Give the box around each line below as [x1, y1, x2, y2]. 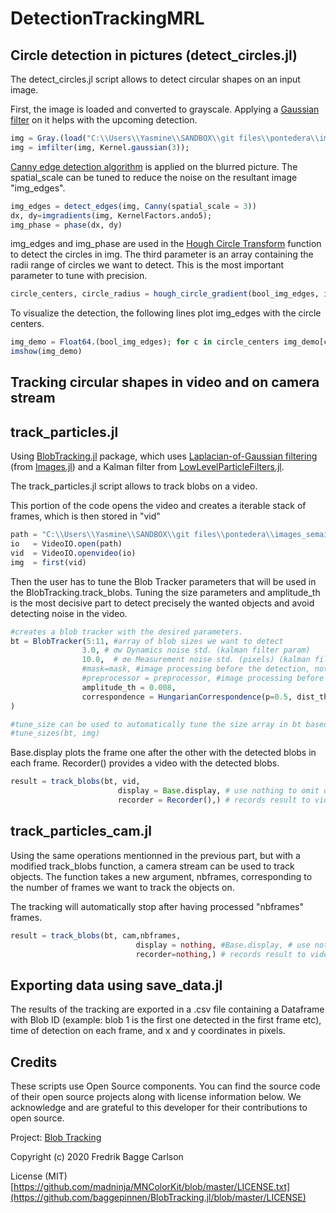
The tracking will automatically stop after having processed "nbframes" [10, 900, 305, 912]
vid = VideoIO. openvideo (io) [10, 548, 137, 558]
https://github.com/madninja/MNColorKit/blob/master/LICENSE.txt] [13, 1181, 291, 1193]
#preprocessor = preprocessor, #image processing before [81, 673, 325, 684]
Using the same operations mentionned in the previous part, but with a [10, 849, 301, 861]
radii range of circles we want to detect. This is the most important [10, 259, 285, 271]
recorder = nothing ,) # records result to [135, 949, 307, 959]
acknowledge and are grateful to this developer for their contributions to [10, 1102, 308, 1114]
